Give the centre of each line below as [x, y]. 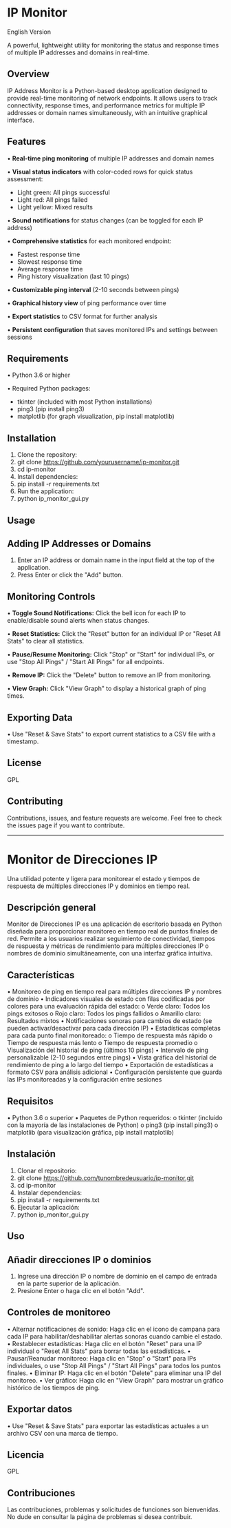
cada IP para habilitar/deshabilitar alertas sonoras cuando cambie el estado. [115, 1336]
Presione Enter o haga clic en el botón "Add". [81, 1291]
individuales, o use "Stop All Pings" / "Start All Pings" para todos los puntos [114, 1365]
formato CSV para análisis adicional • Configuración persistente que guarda [114, 1072]
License [24, 763]
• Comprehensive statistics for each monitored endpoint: [89, 241]
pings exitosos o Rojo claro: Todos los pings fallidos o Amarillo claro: [104, 1013]
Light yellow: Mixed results [55, 207]
